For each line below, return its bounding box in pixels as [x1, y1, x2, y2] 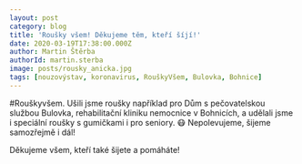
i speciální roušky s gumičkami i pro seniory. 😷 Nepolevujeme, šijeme [9, 117, 271, 128]
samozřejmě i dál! [9, 127, 75, 138]
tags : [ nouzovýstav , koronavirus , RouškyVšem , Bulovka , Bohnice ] [9, 73, 262, 82]
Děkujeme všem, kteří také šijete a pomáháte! [9, 144, 180, 155]
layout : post [9, 13, 59, 23]
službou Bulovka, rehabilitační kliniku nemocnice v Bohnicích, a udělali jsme [9, 107, 294, 118]
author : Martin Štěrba [9, 47, 96, 56]
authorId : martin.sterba [9, 56, 104, 65]
